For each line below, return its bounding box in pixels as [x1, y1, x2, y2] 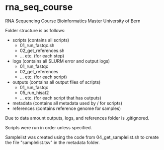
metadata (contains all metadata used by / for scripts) [12, 100, 123, 106]
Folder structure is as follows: [5, 27, 66, 33]
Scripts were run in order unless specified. [5, 124, 92, 130]
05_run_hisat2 [19, 90, 49, 96]
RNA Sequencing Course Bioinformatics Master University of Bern [5, 18, 141, 24]
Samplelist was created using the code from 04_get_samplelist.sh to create [5, 134, 159, 140]
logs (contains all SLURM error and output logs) [12, 58, 110, 64]
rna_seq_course [5, 1, 73, 13]
